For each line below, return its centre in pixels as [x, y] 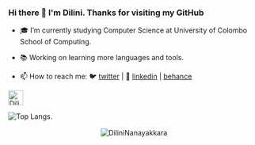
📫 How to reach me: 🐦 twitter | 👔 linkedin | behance [106, 76]
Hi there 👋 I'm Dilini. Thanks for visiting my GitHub [106, 13]
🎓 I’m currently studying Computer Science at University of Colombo [133, 30]
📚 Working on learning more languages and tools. [102, 58]
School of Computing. [55, 42]
